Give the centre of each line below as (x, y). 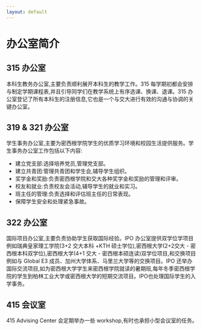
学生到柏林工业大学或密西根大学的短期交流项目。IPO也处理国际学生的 (104, 276)
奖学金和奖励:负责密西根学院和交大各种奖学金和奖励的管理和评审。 (98, 179)
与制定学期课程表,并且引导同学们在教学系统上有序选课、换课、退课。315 (96, 91)
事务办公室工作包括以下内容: (47, 151)
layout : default (27, 12)
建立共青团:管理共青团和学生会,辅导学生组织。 (72, 171)
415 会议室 (26, 305)
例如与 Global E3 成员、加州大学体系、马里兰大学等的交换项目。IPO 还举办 (99, 261)
